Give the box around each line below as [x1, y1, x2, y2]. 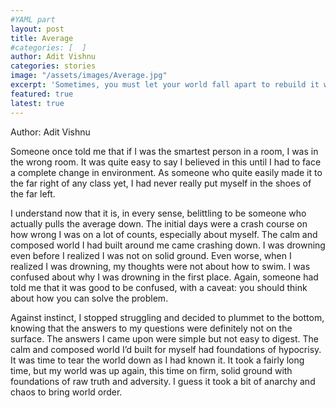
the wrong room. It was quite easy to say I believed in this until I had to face [10, 156, 322, 168]
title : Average [10, 33, 74, 43]
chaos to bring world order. [10, 386, 123, 398]
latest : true [10, 98, 65, 108]
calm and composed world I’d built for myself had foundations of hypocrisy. [10, 343, 322, 355]
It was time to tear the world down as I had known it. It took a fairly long [10, 354, 305, 366]
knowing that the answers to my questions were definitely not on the [10, 322, 293, 334]
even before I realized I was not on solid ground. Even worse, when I [10, 249, 292, 261]
